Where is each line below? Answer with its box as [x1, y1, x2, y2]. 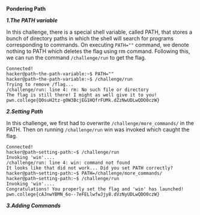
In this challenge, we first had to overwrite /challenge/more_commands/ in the [6, 120, 194, 126]
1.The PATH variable [6, 17, 58, 23]
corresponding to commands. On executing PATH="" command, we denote [6, 42, 189, 48]
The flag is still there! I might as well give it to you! [6, 92, 157, 98]
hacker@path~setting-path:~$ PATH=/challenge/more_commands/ [6, 170, 163, 176]
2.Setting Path [6, 108, 43, 115]
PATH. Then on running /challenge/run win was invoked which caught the [6, 126, 190, 133]
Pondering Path [6, 5, 46, 12]
